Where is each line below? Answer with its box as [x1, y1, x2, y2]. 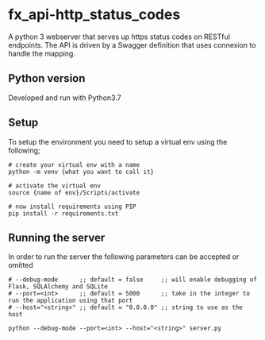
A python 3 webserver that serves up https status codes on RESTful [8, 32, 230, 41]
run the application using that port [8, 296, 133, 305]
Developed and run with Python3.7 [8, 93, 121, 102]
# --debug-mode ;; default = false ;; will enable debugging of [8, 276, 258, 284]
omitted [8, 261, 33, 270]
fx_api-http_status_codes [8, 6, 181, 24]
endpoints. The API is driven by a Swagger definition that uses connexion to [8, 40, 256, 49]
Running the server [8, 230, 106, 244]
